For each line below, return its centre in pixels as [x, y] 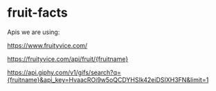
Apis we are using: [34, 32]
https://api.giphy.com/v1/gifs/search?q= [64, 72]
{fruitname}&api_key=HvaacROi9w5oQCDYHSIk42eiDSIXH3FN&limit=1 [108, 80]
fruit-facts [37, 13]
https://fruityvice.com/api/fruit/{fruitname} [68, 59]
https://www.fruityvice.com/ [47, 45]
